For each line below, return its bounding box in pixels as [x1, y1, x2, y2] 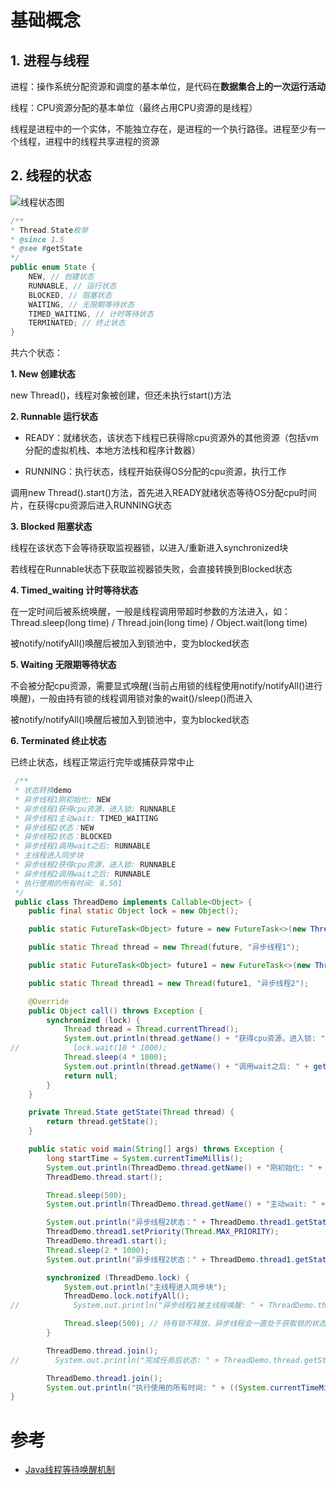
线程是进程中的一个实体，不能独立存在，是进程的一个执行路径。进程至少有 [10, 123, 317, 135]
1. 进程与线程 [10, 52, 90, 69]
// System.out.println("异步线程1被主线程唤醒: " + [10, 1301, 265, 1311]
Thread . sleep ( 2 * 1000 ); [46, 1245, 150, 1255]
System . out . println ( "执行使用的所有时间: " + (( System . [46, 1382, 270, 1393]
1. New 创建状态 [10, 368, 76, 380]
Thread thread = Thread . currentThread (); [63, 1024, 240, 1035]
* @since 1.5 [10, 234, 65, 245]
